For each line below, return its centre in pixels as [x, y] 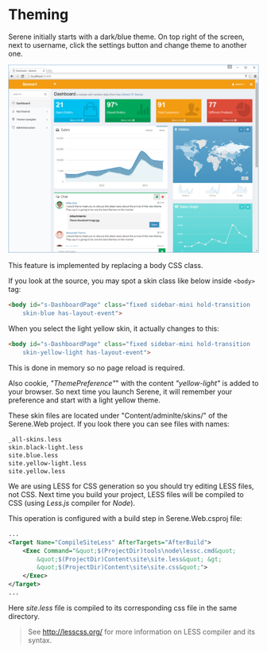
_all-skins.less [35, 439]
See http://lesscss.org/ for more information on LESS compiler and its [141, 632]
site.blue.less [33, 455]
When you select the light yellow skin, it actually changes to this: [114, 328]
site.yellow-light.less [48, 463]
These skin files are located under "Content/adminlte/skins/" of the [118, 415]
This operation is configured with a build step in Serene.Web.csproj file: [125, 518]
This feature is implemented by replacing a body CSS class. [106, 266]
